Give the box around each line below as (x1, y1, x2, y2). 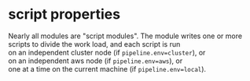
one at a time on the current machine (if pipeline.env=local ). (8, 64, 207, 73)
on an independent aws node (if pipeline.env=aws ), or (8, 56, 183, 65)
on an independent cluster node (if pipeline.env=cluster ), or (8, 48, 206, 57)
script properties (8, 5, 120, 23)
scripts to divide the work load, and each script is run (8, 39, 181, 48)
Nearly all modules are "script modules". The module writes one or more (8, 31, 242, 40)
